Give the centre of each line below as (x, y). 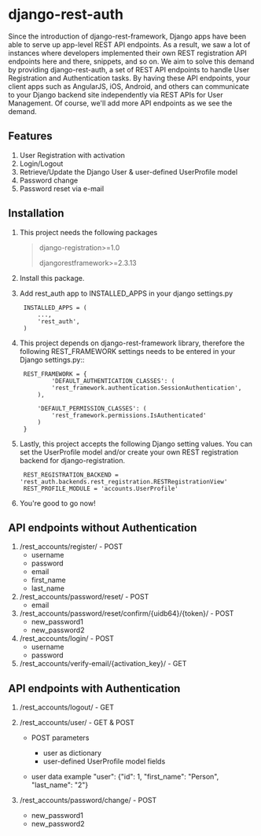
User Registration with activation (72, 155)
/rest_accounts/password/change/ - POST (88, 801)
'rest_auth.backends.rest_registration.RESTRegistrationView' (123, 481)
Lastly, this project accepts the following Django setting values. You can (136, 444)
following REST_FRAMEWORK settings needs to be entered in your (127, 351)
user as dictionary (72, 753)
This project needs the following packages (88, 232)
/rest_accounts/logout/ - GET (66, 707)
